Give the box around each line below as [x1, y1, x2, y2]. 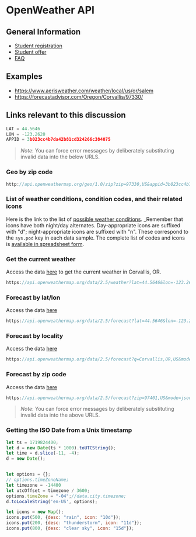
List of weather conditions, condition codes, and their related [6, 195, 183, 203]
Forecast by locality [6, 331, 64, 339]
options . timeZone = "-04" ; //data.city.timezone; [6, 493, 127, 499]
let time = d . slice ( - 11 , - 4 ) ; [6, 451, 80, 456]
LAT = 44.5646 [6, 126, 41, 131]
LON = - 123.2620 [6, 131, 45, 137]
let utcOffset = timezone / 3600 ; [6, 487, 90, 494]
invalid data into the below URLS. [20, 153, 100, 161]
